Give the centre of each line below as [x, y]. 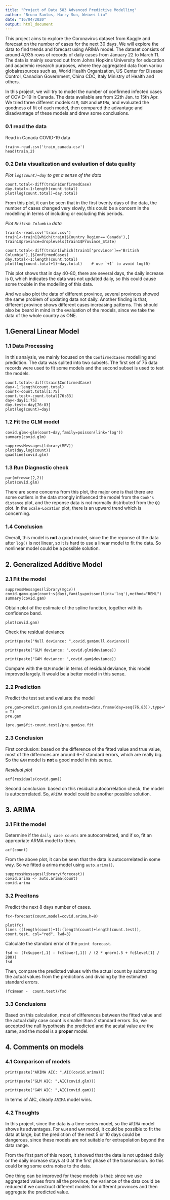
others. [13, 82]
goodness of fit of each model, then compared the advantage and [74, 108]
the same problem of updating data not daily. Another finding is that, [76, 299]
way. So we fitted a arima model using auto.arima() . [60, 865]
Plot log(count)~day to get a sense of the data [53, 175]
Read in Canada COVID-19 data [38, 137]
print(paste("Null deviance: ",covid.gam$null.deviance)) [68, 641]
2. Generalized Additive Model [54, 564]
